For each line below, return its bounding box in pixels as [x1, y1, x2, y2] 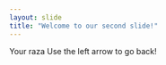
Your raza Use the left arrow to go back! [9, 45, 157, 56]
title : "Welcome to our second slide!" [9, 21, 159, 30]
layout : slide [9, 12, 63, 22]
